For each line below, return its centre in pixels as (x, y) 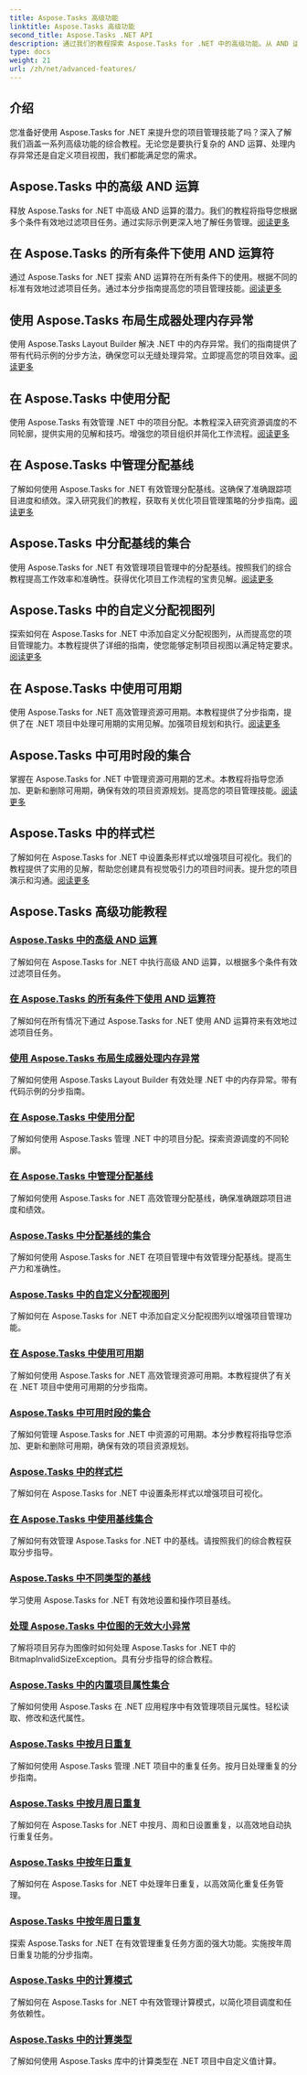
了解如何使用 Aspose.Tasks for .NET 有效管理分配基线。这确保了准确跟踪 (147, 489)
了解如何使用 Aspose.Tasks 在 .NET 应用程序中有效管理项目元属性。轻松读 (149, 1706)
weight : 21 (30, 60)
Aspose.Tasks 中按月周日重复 (75, 1803)
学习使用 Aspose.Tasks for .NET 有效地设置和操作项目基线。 (122, 1600)
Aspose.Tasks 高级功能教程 (88, 912)
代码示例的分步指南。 (49, 1091)
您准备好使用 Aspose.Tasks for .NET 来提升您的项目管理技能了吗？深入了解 (151, 132)
